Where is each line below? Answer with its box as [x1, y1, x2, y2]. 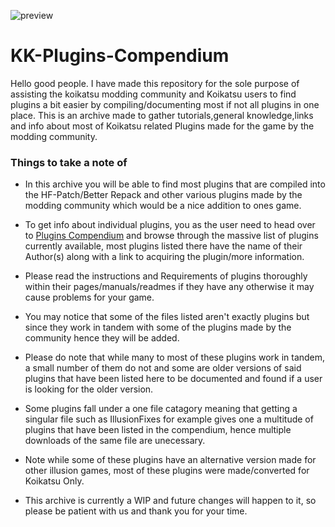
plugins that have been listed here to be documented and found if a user [24, 373, 323, 385]
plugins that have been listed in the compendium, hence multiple [24, 424, 292, 436]
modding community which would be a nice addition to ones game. [24, 200, 302, 212]
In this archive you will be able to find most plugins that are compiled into [24, 178, 326, 190]
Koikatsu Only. [24, 475, 85, 487]
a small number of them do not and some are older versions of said [24, 362, 302, 374]
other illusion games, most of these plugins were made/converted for [24, 465, 310, 477]
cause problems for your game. [24, 291, 155, 304]
